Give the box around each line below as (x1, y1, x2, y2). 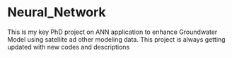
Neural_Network (7, 4, 106, 21)
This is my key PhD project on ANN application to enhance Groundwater (7, 28, 218, 36)
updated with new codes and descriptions (7, 42, 130, 51)
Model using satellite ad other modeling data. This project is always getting (7, 35, 226, 43)
